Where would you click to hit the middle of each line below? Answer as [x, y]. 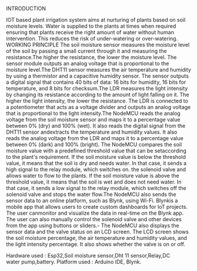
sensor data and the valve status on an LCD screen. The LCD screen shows [98, 232]
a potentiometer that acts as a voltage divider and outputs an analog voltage [98, 107]
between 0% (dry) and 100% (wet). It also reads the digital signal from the [96, 126]
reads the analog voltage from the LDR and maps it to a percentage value [95, 138]
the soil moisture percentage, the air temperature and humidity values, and [96, 238]
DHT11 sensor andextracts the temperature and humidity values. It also [92, 132]
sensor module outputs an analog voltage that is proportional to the [88, 63]
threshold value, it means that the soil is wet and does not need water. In [94, 182]
